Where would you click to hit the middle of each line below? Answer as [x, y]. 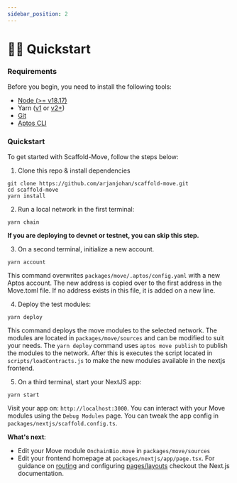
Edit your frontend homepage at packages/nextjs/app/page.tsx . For [116, 458]
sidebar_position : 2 [38, 14]
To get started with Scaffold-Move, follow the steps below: [93, 157]
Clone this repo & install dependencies [74, 170]
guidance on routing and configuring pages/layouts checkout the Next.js [123, 466]
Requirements [32, 71]
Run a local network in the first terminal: [76, 210]
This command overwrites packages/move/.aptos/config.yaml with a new [114, 276]
